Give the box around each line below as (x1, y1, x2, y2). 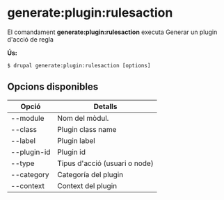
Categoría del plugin (57, 169, 124, 179)
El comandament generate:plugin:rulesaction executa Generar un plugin (7, 28, 218, 36)
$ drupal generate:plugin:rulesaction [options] (7, 62, 151, 69)
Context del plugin (57, 181, 118, 190)
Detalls (93, 101, 118, 111)
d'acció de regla (7, 35, 54, 43)
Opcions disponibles (7, 81, 99, 93)
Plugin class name (57, 124, 117, 134)
